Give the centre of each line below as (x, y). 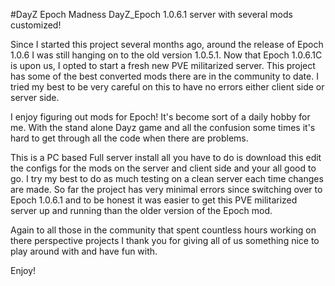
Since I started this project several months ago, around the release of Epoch (167, 44)
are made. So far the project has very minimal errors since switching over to (166, 189)
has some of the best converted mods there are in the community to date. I (164, 76)
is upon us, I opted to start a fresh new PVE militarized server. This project (163, 65)
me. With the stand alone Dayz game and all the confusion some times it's (163, 127)
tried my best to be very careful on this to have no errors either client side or (167, 87)
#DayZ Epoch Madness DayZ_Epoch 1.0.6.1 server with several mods (151, 14)
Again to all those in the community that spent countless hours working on (163, 230)
